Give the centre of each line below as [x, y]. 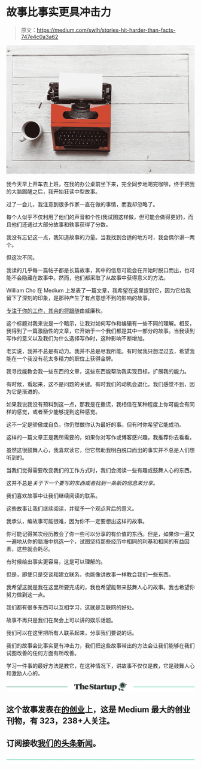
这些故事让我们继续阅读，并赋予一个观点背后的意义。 [72, 508]
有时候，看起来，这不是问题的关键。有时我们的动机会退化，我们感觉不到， [98, 384]
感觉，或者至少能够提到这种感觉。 [58, 412]
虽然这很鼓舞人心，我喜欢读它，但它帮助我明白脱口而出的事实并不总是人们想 [100, 450]
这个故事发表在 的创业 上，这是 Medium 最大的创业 [98, 710]
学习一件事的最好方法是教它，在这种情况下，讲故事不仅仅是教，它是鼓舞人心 [100, 665]
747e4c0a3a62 [39, 37]
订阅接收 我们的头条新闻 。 [53, 743]
